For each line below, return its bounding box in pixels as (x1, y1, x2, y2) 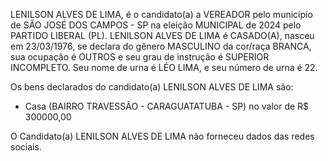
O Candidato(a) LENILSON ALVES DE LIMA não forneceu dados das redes (10, 130, 315, 142)
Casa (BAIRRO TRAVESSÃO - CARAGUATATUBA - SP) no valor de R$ (24, 100, 310, 112)
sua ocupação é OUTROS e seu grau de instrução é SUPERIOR (10, 51, 270, 63)
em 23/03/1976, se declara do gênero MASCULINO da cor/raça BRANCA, (10, 40, 312, 52)
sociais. (10, 141, 42, 153)
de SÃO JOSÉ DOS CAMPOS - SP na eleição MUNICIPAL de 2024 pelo (10, 19, 302, 31)
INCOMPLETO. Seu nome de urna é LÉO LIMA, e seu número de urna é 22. (10, 62, 318, 73)
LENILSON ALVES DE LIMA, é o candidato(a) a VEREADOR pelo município (10, 9, 313, 20)
